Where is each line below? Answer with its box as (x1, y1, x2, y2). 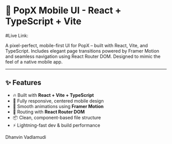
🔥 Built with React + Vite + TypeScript (12, 92, 94, 98)
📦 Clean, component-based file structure (12, 114, 101, 120)
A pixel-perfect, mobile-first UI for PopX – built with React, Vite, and (5, 42, 148, 48)
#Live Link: (5, 32, 29, 38)
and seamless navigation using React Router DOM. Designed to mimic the (5, 53, 161, 59)
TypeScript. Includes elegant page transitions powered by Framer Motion (5, 48, 160, 54)
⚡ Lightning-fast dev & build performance (12, 122, 101, 128)
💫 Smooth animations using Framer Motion (12, 103, 104, 109)
